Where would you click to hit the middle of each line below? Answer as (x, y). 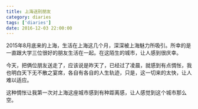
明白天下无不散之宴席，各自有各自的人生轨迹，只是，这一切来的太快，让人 (101, 73)
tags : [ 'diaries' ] (29, 22)
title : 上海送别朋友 (29, 11)
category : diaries (29, 17)
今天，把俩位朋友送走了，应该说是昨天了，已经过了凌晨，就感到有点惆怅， (96, 65)
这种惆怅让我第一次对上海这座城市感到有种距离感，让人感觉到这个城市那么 (96, 93)
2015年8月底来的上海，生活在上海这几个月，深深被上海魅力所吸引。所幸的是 (99, 45)
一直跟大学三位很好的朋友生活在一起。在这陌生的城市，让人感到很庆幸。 (94, 53)
